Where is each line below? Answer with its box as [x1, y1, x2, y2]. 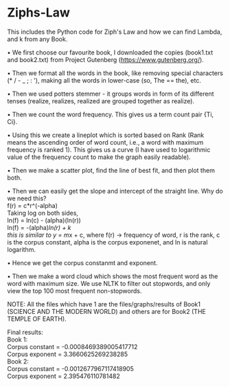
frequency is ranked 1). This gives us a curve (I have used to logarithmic [7, 145, 211, 154]
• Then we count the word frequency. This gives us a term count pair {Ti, [7, 110, 214, 118]
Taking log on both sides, [7, 209, 79, 217]
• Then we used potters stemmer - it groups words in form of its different [7, 90, 214, 98]
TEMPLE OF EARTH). [7, 315, 67, 323]
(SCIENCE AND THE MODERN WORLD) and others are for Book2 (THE [7, 307, 206, 315]
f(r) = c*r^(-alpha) [7, 201, 58, 209]
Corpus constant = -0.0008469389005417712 [7, 342, 138, 351]
